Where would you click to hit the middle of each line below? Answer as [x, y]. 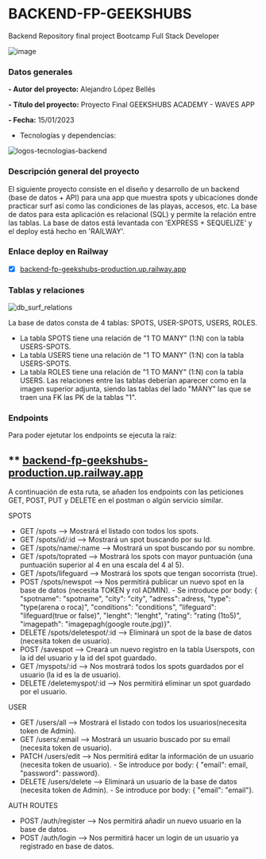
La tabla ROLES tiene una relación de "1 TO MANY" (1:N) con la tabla [131, 372]
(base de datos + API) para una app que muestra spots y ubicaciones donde [133, 197]
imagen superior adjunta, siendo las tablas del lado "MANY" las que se [135, 389]
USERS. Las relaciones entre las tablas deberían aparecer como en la [133, 381]
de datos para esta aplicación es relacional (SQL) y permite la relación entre [132, 214]
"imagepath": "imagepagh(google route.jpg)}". [96, 624]
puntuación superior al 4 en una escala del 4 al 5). [102, 565]
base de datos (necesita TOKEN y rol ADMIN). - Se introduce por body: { [139, 590]
